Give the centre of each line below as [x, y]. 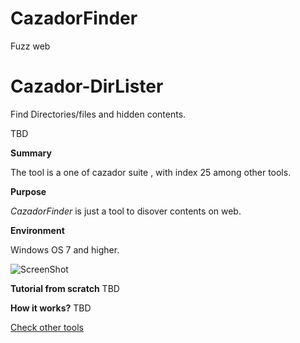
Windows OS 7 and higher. [65, 249]
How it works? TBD [51, 308]
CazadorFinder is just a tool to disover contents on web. [126, 211]
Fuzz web [30, 46]
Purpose [28, 191]
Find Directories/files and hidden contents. [98, 114]
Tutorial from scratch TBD [65, 288]
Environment [37, 230]
